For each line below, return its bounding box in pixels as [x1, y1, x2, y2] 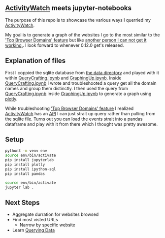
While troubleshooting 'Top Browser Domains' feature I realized [5, 105, 134, 111]
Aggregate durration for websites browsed [12, 211, 99, 217]
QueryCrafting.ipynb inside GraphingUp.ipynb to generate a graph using [5, 91, 152, 97]
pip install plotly [5, 162, 45, 167]
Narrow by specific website [19, 222, 75, 228]
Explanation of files [5, 57, 66, 65]
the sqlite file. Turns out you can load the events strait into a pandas [5, 116, 143, 122]
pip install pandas [5, 171, 45, 176]
